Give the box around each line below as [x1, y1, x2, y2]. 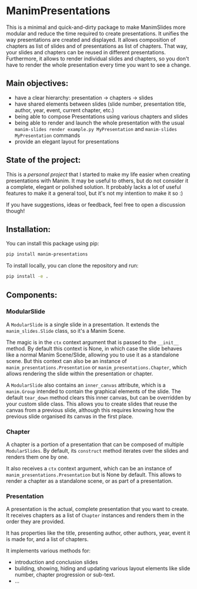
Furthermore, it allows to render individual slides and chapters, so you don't [6, 55, 189, 62]
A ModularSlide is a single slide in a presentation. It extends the [6, 320, 160, 328]
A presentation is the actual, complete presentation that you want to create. [6, 506, 189, 513]
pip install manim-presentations [6, 251, 88, 257]
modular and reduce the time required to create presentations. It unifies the [6, 30, 189, 37]
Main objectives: [6, 78, 69, 89]
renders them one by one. [6, 453, 69, 461]
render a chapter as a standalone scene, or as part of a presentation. [6, 477, 173, 485]
